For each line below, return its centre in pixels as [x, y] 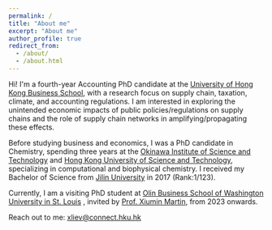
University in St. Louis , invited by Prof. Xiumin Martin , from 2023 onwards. [133, 201]
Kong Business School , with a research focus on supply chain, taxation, [128, 92]
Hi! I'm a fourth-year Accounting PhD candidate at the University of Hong [131, 84]
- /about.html [39, 62]
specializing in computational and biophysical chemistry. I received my [127, 168]
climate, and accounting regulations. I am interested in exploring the [122, 101]
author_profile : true [45, 38]
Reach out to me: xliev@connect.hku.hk [75, 217]
